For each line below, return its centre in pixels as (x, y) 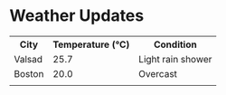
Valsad (28, 59)
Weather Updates (77, 16)
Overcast (158, 73)
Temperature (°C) (91, 44)
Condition (175, 44)
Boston (29, 73)
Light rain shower (175, 59)
